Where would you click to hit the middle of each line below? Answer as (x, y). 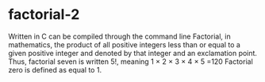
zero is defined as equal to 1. (55, 69)
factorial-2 (44, 15)
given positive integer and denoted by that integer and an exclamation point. (133, 53)
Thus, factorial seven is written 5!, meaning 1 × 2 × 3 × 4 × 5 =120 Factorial (131, 61)
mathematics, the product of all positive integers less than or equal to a (124, 44)
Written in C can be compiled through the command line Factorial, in (120, 36)
